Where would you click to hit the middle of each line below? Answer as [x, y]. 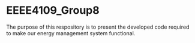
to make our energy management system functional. [71, 33]
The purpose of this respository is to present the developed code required [98, 27]
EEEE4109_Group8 [53, 10]
